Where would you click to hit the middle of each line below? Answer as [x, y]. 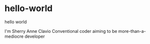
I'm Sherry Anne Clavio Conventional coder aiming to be [61, 31]
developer [35, 36]
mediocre [14, 36]
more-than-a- [132, 31]
